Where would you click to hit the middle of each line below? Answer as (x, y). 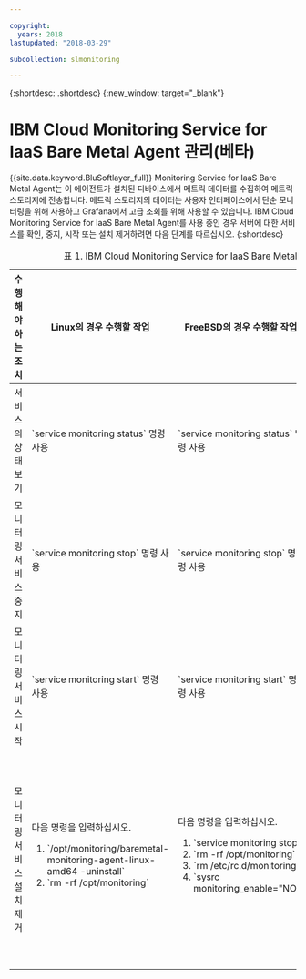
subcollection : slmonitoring (65, 59)
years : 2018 (41, 34)
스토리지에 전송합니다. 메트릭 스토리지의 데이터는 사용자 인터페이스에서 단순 (143, 200)
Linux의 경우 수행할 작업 (100, 327)
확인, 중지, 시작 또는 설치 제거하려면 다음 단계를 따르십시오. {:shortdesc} (155, 234)
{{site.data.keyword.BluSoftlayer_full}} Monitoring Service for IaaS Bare (143, 178)
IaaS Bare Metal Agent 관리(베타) (132, 152)
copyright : (30, 25)
